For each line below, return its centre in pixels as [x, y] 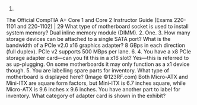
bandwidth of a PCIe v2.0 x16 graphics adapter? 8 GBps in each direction [96, 45]
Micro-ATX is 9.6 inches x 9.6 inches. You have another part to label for [93, 89]
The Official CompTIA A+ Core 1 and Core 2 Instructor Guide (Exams [90, 20]
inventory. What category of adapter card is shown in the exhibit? [86, 96]
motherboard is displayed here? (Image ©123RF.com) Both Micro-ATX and [97, 77]
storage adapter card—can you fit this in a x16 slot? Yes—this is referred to [98, 58]
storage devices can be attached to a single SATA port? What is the [88, 39]
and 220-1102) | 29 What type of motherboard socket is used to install [103, 26]
